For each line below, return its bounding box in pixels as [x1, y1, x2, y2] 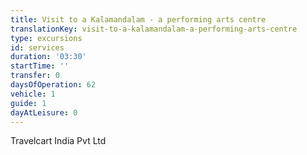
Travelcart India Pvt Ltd [10, 135, 107, 147]
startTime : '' [10, 61, 70, 71]
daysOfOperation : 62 [10, 80, 97, 90]
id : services [10, 42, 65, 53]
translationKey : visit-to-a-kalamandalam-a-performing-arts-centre [10, 24, 298, 34]
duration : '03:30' [10, 52, 87, 62]
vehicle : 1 [10, 89, 56, 99]
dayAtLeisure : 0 [10, 107, 78, 118]
